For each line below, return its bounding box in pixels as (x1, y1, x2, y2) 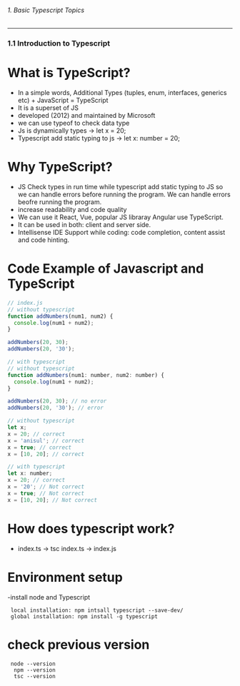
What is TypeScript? (7, 65, 131, 81)
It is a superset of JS (17, 104, 79, 112)
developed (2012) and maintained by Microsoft (17, 111, 156, 120)
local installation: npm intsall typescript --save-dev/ (10, 607, 184, 614)
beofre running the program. (17, 198, 102, 206)
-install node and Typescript (7, 592, 91, 601)
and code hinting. (17, 236, 70, 244)
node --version (10, 660, 56, 667)
